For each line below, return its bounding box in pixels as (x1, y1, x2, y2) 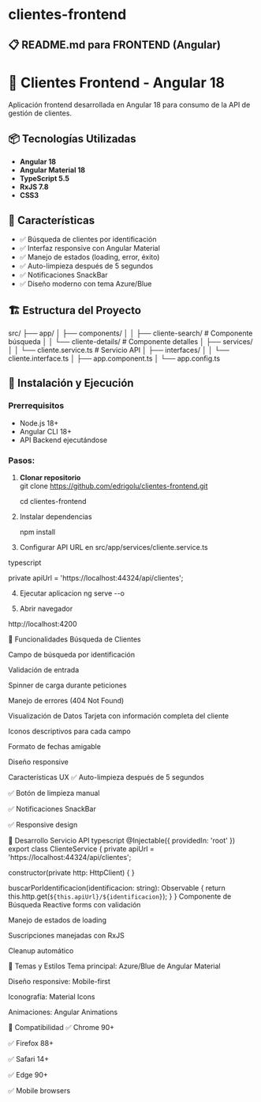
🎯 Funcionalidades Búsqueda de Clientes (8, 634, 141, 644)
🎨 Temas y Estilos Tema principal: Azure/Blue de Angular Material (8, 961, 221, 971)
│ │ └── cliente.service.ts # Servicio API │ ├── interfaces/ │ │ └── (8, 345, 230, 354)
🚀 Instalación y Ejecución (8, 377, 134, 390)
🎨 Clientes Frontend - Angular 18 (8, 74, 225, 92)
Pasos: (8, 455, 35, 466)
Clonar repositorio (19, 472, 81, 482)
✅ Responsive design (8, 820, 78, 829)
